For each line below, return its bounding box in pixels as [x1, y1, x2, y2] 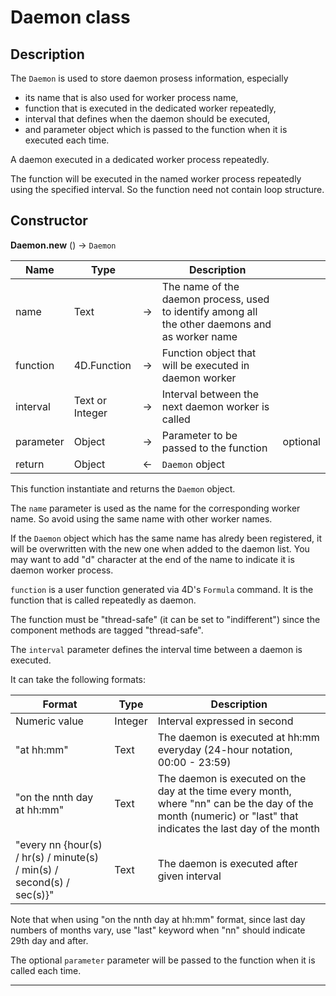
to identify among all [161, 304, 258, 318]
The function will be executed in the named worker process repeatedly [10, 173, 302, 185]
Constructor [10, 212, 88, 230]
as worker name [161, 329, 238, 343]
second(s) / [15, 875, 70, 889]
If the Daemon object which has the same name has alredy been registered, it [10, 532, 323, 544]
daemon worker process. [10, 564, 114, 576]
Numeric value [15, 714, 84, 728]
